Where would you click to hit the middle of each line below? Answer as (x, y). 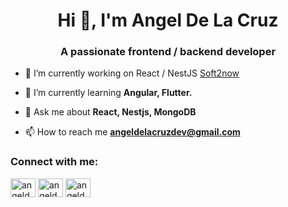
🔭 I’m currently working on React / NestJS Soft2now (132, 73)
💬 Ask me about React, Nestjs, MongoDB (110, 112)
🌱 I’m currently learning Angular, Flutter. (108, 93)
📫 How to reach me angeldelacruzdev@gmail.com (132, 132)
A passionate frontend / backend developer (168, 52)
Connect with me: (54, 162)
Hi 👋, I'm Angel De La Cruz (168, 20)
